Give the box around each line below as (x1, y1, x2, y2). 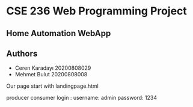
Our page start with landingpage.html (6, 82, 99, 90)
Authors (6, 48, 38, 58)
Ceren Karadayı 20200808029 (14, 64, 91, 72)
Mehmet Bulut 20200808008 (14, 71, 88, 78)
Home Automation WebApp (6, 28, 111, 38)
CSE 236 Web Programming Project (6, 4, 188, 18)
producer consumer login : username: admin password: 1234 (6, 94, 158, 102)
